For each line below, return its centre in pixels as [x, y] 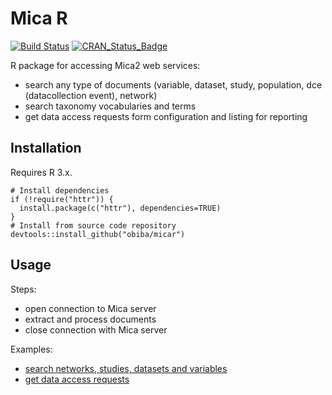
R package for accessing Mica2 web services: [105, 65]
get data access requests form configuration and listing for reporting [166, 116]
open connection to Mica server [90, 308]
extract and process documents [90, 319]
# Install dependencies [60, 190]
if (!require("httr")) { [62, 199]
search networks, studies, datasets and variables [126, 368]
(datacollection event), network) [91, 95]
